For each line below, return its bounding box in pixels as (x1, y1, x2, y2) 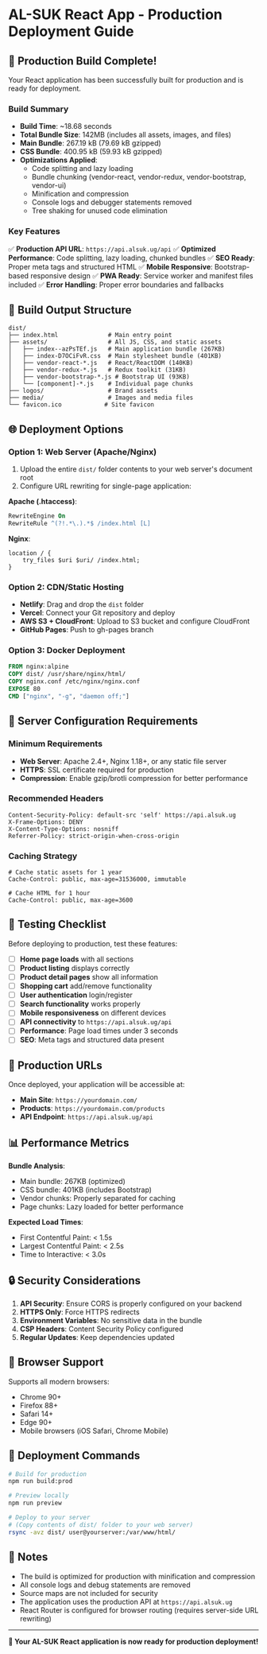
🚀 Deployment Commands (8, 1449, 141, 1462)
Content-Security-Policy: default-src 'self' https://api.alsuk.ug (8, 811, 237, 819)
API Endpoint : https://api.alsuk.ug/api (19, 1112, 153, 1122)
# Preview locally (8, 1492, 69, 1500)
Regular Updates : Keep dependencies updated (19, 1332, 175, 1341)
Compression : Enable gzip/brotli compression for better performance (19, 773, 249, 782)
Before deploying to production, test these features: (8, 938, 178, 948)
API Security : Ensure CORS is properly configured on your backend (19, 1299, 242, 1308)
